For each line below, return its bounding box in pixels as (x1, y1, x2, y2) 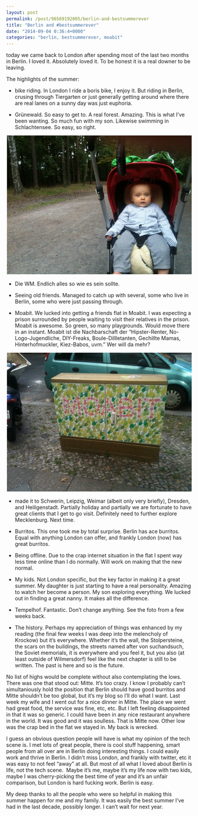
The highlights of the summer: (6, 76, 80, 83)
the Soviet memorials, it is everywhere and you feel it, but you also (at (14, 649, 185, 657)
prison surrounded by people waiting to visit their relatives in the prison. (14, 316, 190, 323)
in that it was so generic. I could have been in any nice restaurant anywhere (6, 711, 190, 718)
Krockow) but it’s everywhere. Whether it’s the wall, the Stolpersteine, (14, 637, 184, 644)
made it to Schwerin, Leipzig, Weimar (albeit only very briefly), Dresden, (14, 497, 190, 505)
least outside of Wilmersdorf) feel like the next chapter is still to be (14, 656, 177, 663)
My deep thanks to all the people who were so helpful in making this (6, 791, 173, 798)
